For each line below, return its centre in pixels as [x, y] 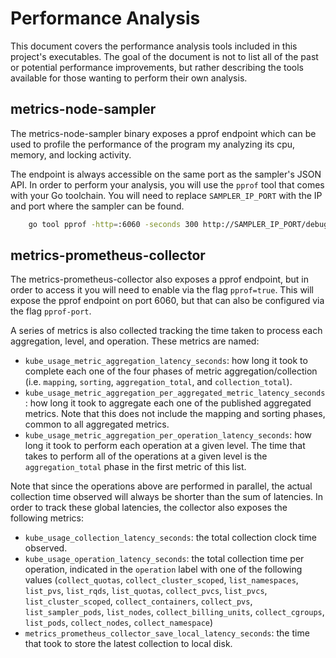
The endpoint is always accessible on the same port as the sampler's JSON [166, 174]
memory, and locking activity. [71, 154]
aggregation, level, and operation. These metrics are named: [135, 341]
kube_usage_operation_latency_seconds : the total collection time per [164, 559]
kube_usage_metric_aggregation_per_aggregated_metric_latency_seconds [175, 393]
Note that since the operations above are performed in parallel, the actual [161, 486]
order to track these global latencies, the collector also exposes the [149, 508]
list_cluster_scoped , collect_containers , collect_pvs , [138, 601]
